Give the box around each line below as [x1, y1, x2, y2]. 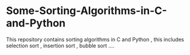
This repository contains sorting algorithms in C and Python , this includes [6, 36, 184, 43]
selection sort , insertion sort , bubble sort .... [6, 42, 115, 49]
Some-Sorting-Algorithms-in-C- [6, 4, 167, 18]
